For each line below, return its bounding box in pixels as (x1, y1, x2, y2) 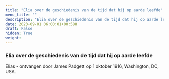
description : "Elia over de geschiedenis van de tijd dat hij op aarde (5, 17, 158, 22)
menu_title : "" (5, 12, 37, 17)
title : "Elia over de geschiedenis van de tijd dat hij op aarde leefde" (5, 7, 163, 13)
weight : (5, 36, 22, 41)
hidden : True (5, 31, 33, 36)
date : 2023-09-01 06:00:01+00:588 (5, 21, 78, 27)
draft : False (5, 26, 33, 31)
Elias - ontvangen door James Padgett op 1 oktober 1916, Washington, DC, (5, 63, 159, 69)
